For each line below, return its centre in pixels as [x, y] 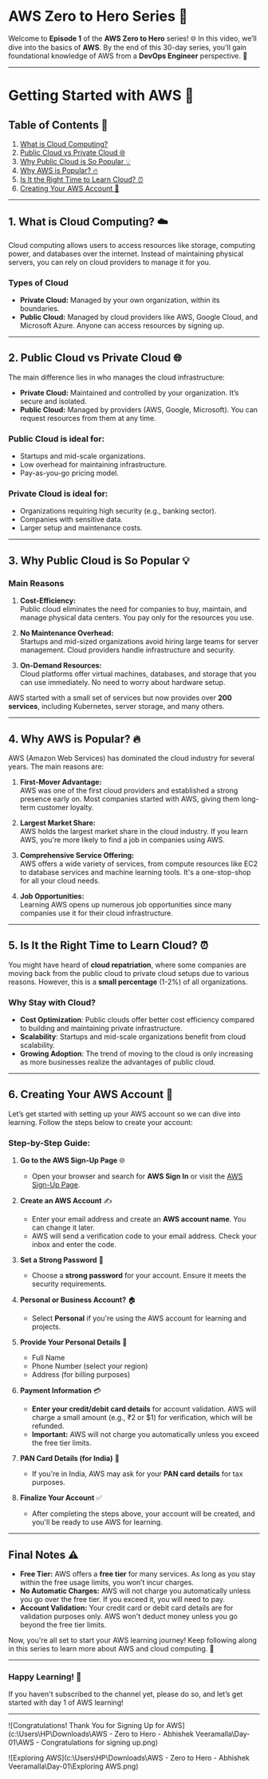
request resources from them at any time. [88, 418]
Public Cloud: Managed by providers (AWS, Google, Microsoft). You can [138, 409]
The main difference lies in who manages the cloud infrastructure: [116, 377]
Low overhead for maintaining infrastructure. [93, 465]
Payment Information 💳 [60, 1391]
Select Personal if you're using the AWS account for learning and [139, 1318]
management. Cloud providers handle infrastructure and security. [127, 650]
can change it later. [63, 1228]
